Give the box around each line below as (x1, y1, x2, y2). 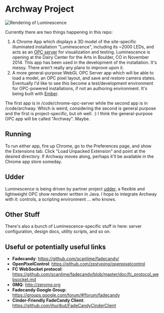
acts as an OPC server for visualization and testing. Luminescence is (12, 49, 150, 55)
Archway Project (5, 3, 74, 15)
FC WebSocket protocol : (12, 266, 63, 272)
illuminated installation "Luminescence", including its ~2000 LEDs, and (12, 44, 154, 49)
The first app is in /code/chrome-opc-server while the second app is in (5, 100, 148, 106)
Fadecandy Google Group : (12, 287, 67, 293)
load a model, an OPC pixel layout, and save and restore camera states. (12, 75, 156, 81)
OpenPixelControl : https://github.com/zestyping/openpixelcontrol (12, 261, 145, 267)
